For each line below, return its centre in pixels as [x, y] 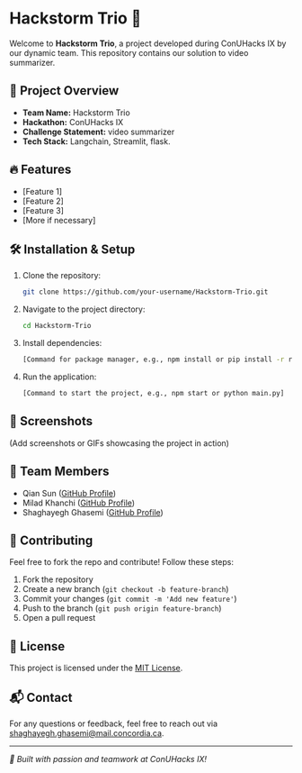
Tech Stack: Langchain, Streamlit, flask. [96, 141]
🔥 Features [40, 170]
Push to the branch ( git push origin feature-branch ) [122, 608]
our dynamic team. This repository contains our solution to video [129, 52]
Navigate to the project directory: [84, 309]
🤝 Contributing [51, 540]
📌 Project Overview [64, 91]
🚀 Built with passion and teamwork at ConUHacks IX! [108, 759]
